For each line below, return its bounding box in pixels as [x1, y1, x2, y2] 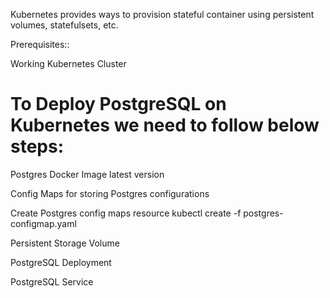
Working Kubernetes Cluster [10, 58, 127, 69]
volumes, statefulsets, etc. [10, 19, 119, 31]
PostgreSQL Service [10, 275, 94, 288]
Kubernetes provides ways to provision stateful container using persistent [10, 9, 315, 20]
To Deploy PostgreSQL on [10, 93, 227, 116]
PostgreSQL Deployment [10, 256, 112, 268]
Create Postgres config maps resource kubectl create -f [10, 207, 242, 219]
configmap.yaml [10, 217, 77, 229]
